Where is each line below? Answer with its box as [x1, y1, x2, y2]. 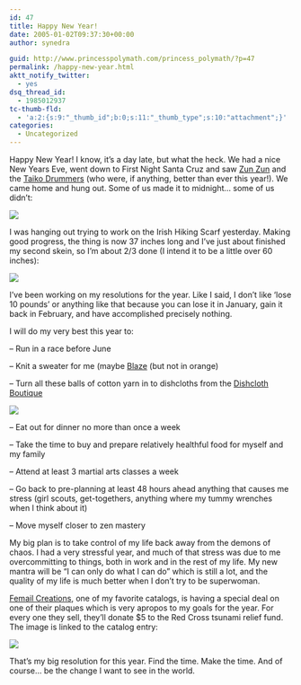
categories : [9, 121, 54, 130]
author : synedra [9, 38, 70, 48]
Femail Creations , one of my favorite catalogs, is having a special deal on [9, 593, 280, 603]
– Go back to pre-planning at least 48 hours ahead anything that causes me [9, 484, 289, 494]
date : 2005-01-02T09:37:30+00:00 [9, 30, 135, 39]
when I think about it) [9, 503, 88, 513]
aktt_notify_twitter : [9, 71, 91, 81]
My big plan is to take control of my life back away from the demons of [9, 538, 271, 548]
